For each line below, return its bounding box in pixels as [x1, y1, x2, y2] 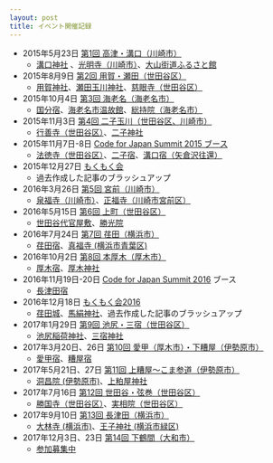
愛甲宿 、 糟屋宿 [35, 353, 92, 364]
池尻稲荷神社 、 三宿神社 [35, 330, 124, 341]
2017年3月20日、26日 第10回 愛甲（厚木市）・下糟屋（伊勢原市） [22, 341, 264, 353]
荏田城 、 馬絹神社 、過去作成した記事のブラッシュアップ [35, 307, 242, 318]
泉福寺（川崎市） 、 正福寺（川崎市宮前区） [35, 194, 192, 205]
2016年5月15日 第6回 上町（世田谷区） [22, 205, 166, 217]
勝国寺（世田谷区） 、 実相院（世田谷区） [35, 398, 184, 409]
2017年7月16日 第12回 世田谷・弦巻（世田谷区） [22, 386, 201, 398]
